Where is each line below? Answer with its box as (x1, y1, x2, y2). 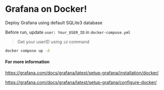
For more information (5, 59, 50, 65)
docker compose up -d (5, 48, 50, 53)
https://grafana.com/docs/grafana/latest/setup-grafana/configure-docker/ (5, 80, 157, 86)
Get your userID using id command (17, 38, 90, 45)
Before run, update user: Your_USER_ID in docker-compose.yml (5, 29, 131, 35)
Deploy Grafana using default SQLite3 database (5, 20, 103, 26)
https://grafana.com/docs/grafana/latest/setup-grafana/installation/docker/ (5, 70, 159, 76)
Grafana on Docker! (5, 3, 87, 15)
